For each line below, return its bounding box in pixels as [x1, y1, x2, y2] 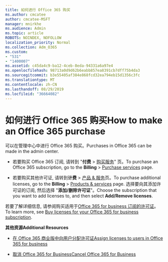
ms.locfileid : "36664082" [5, 91, 59, 96]
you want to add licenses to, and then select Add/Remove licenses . [12, 193, 153, 199]
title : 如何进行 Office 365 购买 [5, 7, 71, 13]
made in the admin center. [5, 149, 59, 155]
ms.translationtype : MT [5, 77, 55, 82]
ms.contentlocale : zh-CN [5, 82, 57, 87]
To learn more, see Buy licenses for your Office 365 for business [5, 209, 139, 215]
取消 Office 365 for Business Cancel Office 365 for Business [12, 251, 136, 257]
